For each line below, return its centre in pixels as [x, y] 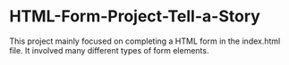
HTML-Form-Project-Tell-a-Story [135, 16]
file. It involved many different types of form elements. [109, 50]
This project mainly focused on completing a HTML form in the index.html [145, 41]
